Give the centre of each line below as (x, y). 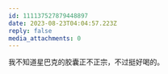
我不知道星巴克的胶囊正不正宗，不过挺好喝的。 (86, 62)
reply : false (30, 31)
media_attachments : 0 (45, 38)
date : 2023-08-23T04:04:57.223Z (63, 23)
